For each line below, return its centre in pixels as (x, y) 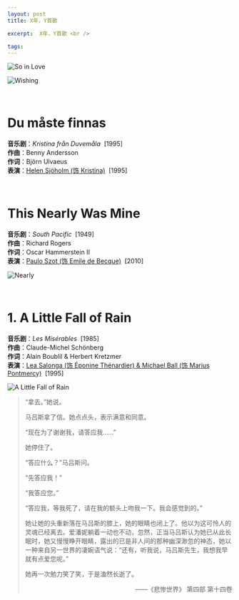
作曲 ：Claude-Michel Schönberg (56, 347)
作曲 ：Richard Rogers (39, 243)
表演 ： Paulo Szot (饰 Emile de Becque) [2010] (76, 261)
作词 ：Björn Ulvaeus (37, 162)
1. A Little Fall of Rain (70, 318)
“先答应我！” (44, 478)
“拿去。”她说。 (45, 402)
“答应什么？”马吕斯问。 (59, 463)
